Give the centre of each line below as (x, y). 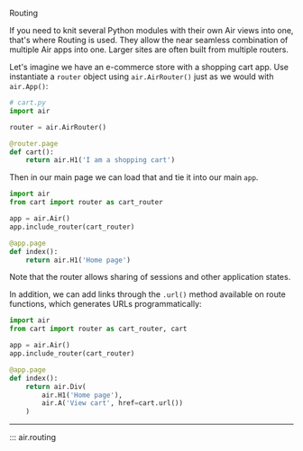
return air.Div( (56, 386)
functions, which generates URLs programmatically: (106, 304)
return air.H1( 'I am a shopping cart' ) (101, 160)
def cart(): (32, 152)
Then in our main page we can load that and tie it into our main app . (134, 177)
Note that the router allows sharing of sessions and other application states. (150, 277)
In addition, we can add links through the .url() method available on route (147, 294)
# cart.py (28, 103)
